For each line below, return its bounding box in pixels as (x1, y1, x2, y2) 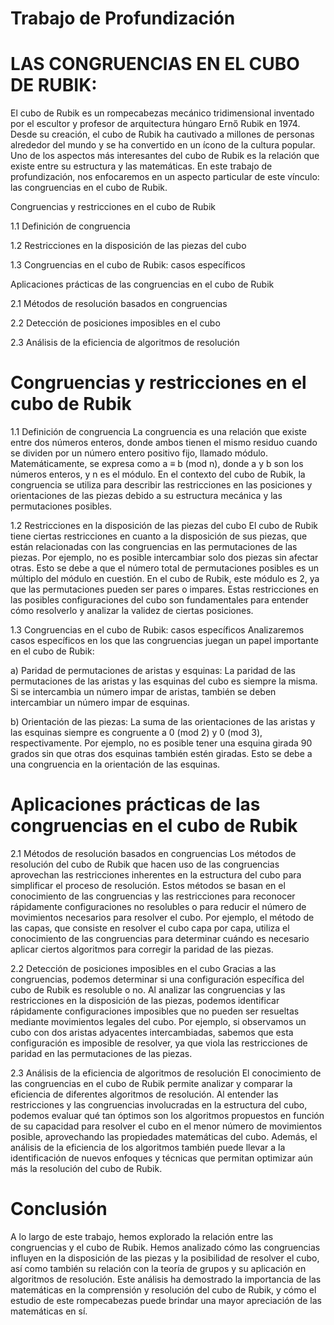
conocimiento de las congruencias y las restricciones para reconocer (10, 890, 296, 902)
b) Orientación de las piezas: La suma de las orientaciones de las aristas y (10, 716, 316, 728)
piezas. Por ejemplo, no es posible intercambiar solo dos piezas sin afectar (10, 552, 319, 564)
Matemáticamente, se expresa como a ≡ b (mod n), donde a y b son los (10, 458, 304, 470)
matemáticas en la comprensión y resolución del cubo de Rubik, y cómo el (10, 1283, 317, 1296)
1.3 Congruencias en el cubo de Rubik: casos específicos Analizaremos (10, 624, 305, 636)
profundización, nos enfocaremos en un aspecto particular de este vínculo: (10, 171, 320, 183)
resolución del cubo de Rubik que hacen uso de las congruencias (10, 858, 280, 870)
